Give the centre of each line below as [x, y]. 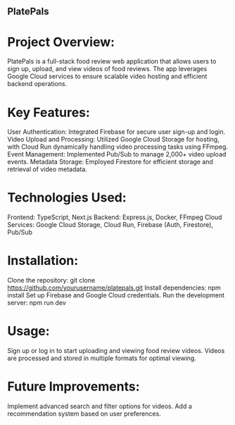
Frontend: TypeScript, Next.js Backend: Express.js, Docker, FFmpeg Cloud [115, 217]
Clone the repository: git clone [51, 281]
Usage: [29, 331]
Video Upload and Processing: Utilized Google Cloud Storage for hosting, [113, 140]
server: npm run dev [37, 303]
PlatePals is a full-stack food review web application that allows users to [112, 61]
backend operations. [37, 84]
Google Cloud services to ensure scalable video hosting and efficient [107, 76]
